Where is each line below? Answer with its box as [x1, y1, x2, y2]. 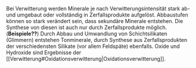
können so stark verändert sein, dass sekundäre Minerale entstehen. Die [6, 18, 184, 24]
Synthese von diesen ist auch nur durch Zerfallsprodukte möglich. [6, 24, 168, 31]
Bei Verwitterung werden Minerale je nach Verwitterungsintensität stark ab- [6, 5, 191, 12]
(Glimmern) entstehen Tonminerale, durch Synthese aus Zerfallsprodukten [6, 37, 188, 43]
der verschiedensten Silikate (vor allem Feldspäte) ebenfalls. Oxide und [6, 43, 180, 50]
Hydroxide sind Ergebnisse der [6, 49, 82, 56]
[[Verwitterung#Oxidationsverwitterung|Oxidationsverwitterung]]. [6, 56, 166, 62]
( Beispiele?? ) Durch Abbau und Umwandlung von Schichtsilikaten [6, 30, 168, 37]
